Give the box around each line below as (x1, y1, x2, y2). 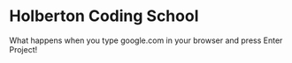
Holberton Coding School (9, 6, 199, 26)
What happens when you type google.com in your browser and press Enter (9, 35, 283, 45)
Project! (9, 44, 38, 54)
